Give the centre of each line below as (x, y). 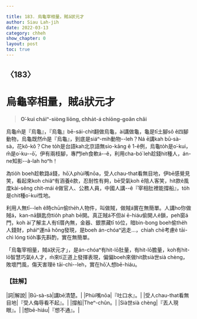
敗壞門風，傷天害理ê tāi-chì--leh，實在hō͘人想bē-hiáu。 (73, 264)
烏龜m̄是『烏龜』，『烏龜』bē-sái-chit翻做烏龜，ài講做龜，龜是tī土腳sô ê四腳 (97, 132)
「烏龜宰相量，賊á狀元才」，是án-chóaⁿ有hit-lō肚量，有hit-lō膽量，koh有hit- (98, 250)
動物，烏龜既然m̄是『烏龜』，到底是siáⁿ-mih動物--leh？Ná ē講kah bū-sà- (94, 139)
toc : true (18, 50)
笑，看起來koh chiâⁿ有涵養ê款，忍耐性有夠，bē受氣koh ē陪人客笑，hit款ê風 (98, 181)
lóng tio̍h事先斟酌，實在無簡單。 (54, 237)
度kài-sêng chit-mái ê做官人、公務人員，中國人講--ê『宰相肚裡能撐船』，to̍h (98, 188)
